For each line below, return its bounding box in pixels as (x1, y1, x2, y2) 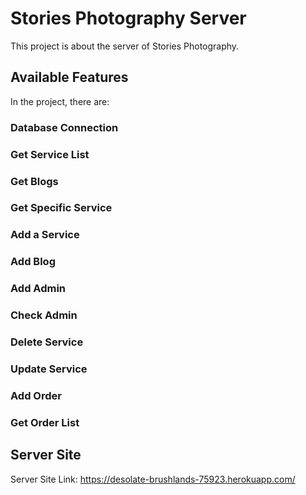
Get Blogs (10, 174, 59, 188)
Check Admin (10, 308, 78, 322)
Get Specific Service (10, 201, 113, 215)
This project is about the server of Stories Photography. (10, 40, 240, 52)
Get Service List (10, 147, 90, 161)
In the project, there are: (10, 95, 110, 107)
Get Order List (10, 415, 80, 429)
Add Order (10, 388, 62, 402)
